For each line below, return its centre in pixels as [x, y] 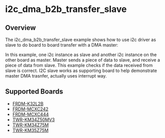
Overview [21, 28]
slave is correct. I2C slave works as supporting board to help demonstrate [81, 70]
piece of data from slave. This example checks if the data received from [79, 65]
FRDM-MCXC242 [30, 109]
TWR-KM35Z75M [30, 130]
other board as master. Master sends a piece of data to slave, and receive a [83, 60]
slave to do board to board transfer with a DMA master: [62, 45]
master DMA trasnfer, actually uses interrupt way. [56, 76]
